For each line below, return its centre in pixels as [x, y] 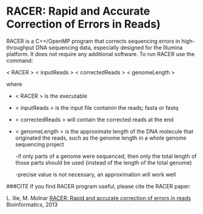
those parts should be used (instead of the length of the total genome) [103, 162]
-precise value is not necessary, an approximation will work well [95, 174]
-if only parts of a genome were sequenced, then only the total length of [106, 156]
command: [20, 60]
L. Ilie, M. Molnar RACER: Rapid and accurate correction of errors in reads [99, 198]
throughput [20, 48]
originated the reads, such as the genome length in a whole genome [101, 138]
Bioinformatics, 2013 [32, 204]
